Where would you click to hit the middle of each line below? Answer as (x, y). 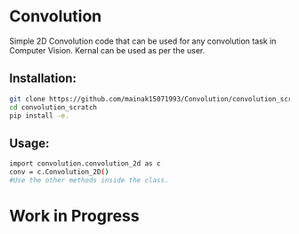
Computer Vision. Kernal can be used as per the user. (107, 50)
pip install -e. (39, 116)
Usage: (30, 143)
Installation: (43, 79)
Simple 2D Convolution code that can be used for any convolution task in (143, 41)
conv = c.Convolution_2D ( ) (59, 172)
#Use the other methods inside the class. (89, 180)
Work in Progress (74, 216)
